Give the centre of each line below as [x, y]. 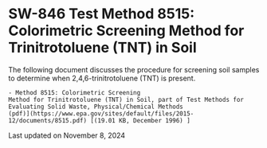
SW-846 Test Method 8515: [102, 14]
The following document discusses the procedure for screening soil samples [134, 69]
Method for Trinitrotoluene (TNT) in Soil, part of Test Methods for [126, 99]
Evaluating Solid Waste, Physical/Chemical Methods [96, 107]
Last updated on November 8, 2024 [67, 135]
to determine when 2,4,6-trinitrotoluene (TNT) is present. [102, 78]
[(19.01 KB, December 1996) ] [141, 120]
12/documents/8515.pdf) [48, 120]
